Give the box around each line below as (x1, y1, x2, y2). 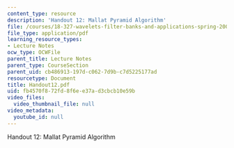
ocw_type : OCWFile (7, 49, 61, 56)
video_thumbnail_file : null (13, 101, 95, 108)
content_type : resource (7, 10, 77, 17)
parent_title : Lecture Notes (7, 56, 92, 63)
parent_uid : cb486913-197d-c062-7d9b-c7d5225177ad (7, 68, 157, 75)
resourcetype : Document (7, 74, 77, 82)
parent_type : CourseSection (7, 62, 89, 69)
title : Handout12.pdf (7, 81, 70, 88)
